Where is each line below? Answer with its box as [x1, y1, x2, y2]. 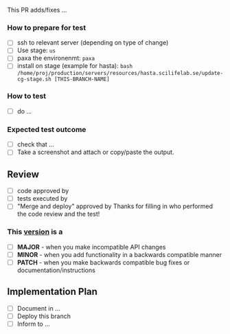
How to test [7, 91, 47, 101]
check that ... [16, 140, 55, 148]
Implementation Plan [7, 286, 98, 298]
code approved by [16, 187, 69, 195]
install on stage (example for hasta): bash [16, 62, 133, 70]
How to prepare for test [7, 23, 87, 32]
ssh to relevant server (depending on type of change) [16, 38, 169, 47]
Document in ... [16, 304, 60, 312]
